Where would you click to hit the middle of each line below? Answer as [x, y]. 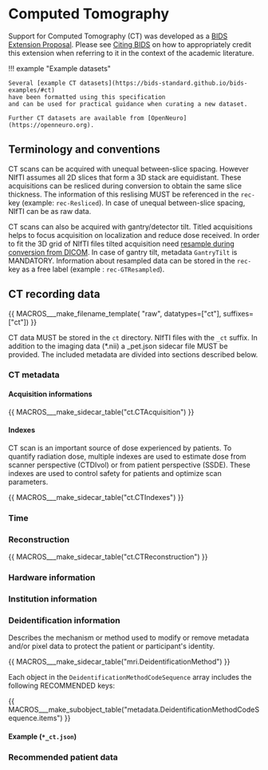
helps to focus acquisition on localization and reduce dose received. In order [134, 235]
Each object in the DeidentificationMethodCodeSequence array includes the [130, 677]
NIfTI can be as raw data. [50, 211]
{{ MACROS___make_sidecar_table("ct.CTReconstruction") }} [108, 557]
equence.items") [35, 718]
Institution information [53, 598]
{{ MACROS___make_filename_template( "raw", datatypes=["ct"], [115, 313]
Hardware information [52, 577]
